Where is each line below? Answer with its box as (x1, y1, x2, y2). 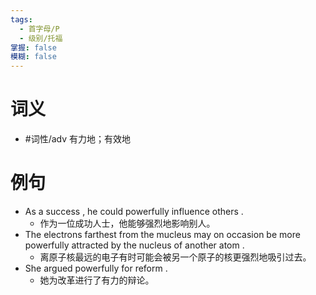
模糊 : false (10, 52, 57, 62)
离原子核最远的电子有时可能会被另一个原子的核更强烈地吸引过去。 (39, 251, 312, 263)
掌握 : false (10, 42, 57, 53)
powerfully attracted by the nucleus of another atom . (24, 239, 245, 251)
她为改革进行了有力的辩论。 (39, 274, 155, 286)
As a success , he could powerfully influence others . (24, 206, 244, 217)
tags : (10, 14, 33, 25)
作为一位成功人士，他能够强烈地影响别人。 (39, 217, 216, 229)
